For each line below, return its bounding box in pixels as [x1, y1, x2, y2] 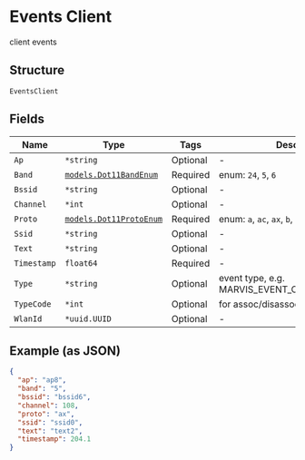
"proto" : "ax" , [17, 409, 75, 418]
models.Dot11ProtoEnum [64, 213, 163, 224]
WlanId [14, 313, 43, 324]
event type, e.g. [218, 271, 285, 284]
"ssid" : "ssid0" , [17, 417, 84, 427]
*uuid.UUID [64, 313, 112, 324]
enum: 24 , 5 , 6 [218, 168, 277, 181]
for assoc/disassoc [218, 298, 300, 310]
